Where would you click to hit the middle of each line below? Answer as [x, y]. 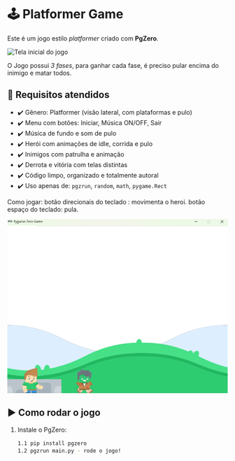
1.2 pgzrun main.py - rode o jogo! [69, 451]
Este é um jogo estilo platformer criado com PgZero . [83, 38]
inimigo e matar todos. [40, 73]
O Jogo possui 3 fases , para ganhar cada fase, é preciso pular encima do [113, 65]
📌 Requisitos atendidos [58, 95]
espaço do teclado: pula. [43, 209]
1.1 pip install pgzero [52, 443]
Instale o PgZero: [42, 430]
